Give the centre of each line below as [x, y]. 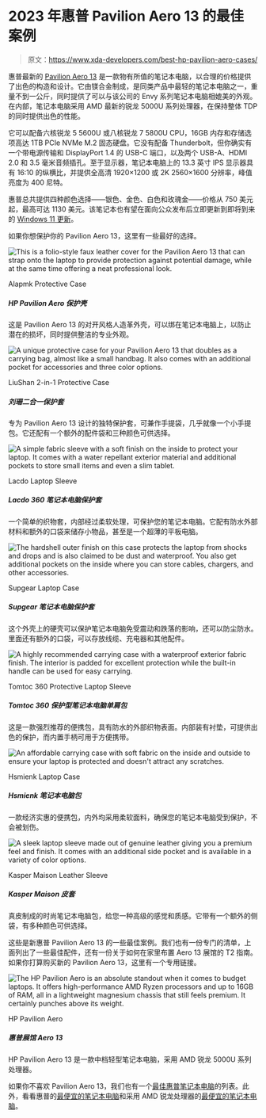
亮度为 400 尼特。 [38, 182]
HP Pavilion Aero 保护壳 [47, 303]
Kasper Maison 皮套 [42, 894]
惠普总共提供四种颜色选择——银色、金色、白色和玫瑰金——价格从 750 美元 [131, 199]
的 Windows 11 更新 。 [43, 219]
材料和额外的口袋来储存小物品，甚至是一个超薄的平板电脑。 [105, 531]
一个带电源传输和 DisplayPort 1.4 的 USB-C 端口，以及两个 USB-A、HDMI [128, 152]
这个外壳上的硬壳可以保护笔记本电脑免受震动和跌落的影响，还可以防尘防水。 [133, 628]
